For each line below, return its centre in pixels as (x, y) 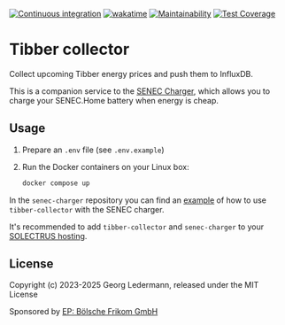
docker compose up (56, 183)
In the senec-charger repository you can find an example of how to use (138, 200)
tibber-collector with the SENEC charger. (87, 209)
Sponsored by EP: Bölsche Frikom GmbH (84, 312)
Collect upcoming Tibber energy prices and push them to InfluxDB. (131, 74)
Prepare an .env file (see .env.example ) (93, 150)
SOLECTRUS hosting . (48, 236)
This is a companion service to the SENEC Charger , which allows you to (140, 91)
